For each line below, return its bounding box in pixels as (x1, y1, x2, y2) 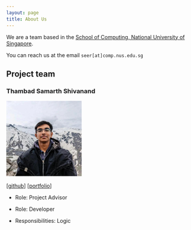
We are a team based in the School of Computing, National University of (6, 33, 185, 40)
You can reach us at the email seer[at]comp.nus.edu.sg (6, 51, 143, 58)
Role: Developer (14, 205, 55, 213)
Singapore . (6, 40, 34, 47)
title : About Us (6, 16, 47, 22)
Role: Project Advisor (14, 194, 67, 201)
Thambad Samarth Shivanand (6, 87, 96, 95)
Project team (6, 69, 55, 79)
